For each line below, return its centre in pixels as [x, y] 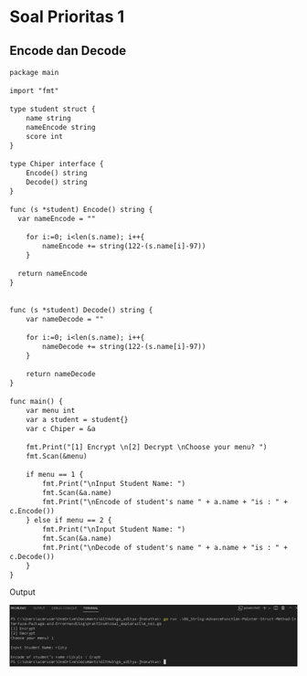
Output [22, 592]
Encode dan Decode [68, 51]
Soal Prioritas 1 [67, 17]
